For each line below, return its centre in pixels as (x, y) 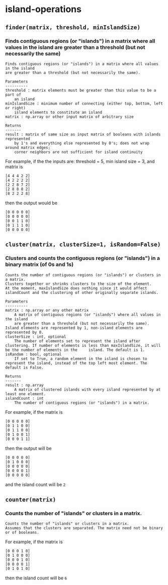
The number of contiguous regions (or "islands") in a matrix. (82, 403)
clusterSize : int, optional (36, 337)
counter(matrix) (31, 499)
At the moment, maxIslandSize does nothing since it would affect (76, 288)
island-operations (44, 9)
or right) (16, 108)
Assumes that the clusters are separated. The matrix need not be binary (84, 528)
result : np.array (24, 385)
